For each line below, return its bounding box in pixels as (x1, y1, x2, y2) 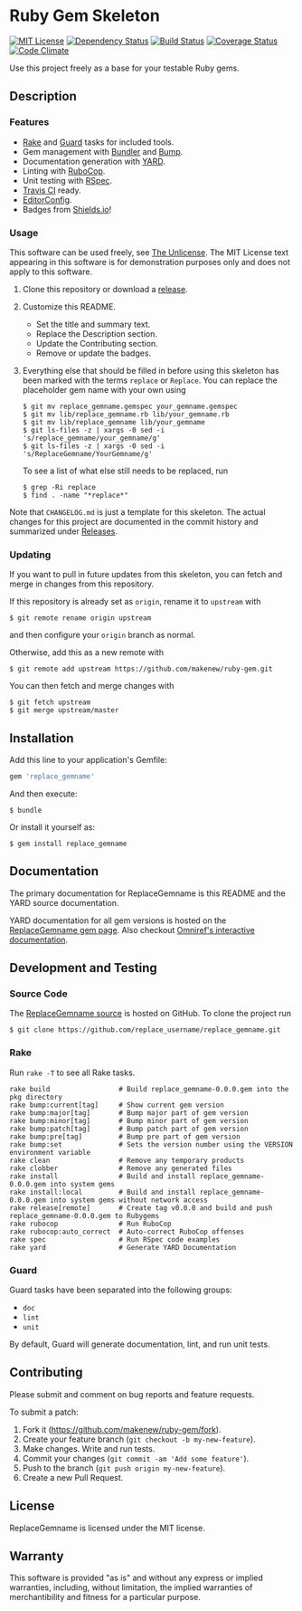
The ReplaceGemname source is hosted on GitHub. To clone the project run (9, 1008, 292, 1019)
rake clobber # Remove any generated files (9, 1164, 232, 1173)
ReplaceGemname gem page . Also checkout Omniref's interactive (9, 924, 256, 935)
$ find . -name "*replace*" (22, 491, 128, 500)
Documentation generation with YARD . (22, 156, 165, 167)
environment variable (9, 1148, 91, 1157)
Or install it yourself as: (9, 821, 95, 833)
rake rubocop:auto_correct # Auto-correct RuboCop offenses (9, 1227, 245, 1236)
